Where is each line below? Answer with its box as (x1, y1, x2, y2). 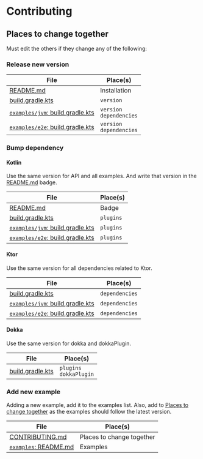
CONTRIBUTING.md (9, 433, 67, 441)
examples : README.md (9, 442, 74, 451)
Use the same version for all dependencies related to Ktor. (6, 264, 152, 272)
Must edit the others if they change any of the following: (6, 45, 148, 52)
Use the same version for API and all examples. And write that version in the (6, 173, 197, 180)
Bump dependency (6, 144, 64, 152)
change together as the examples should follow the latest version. (6, 408, 172, 416)
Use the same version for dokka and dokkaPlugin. (6, 340, 132, 347)
